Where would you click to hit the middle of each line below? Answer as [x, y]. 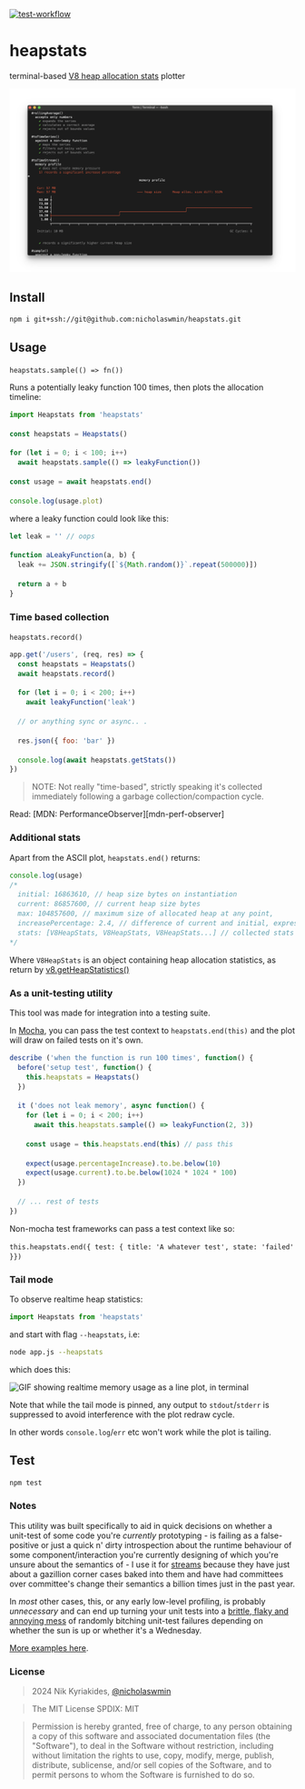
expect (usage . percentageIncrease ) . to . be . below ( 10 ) [123, 1164]
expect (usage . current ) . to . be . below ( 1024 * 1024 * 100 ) [132, 1173]
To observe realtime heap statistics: [76, 1299]
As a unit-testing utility [61, 993]
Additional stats [45, 838]
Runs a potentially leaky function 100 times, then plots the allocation [137, 387]
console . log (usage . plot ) [56, 501]
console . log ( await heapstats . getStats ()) [97, 760]
